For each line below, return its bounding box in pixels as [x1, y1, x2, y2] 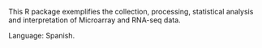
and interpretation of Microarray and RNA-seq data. [8, 15, 181, 25]
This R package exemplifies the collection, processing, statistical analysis [8, 7, 254, 16]
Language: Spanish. [8, 31, 75, 40]
